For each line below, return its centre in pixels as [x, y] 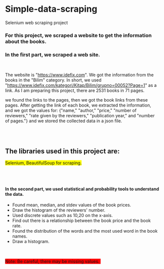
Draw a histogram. [31, 242]
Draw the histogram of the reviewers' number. [59, 210]
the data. [14, 194]
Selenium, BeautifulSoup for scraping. [43, 162]
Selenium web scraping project [37, 23]
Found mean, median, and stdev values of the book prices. [72, 205]
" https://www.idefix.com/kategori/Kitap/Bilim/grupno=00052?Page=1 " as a [81, 85]
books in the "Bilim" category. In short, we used [53, 80]
